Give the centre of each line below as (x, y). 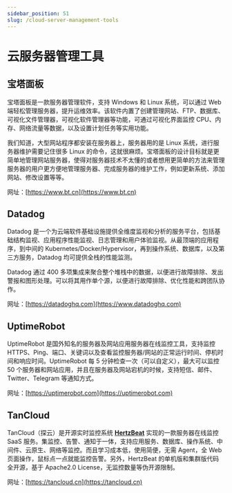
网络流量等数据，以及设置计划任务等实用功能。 (86, 128)
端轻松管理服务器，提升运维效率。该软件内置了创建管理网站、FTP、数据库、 (116, 111)
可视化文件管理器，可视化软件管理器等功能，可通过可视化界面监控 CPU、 (111, 119)
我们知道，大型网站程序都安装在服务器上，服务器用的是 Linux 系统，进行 (110, 142)
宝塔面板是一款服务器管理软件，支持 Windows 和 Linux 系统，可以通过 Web (115, 102)
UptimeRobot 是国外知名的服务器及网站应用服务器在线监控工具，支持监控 (112, 344)
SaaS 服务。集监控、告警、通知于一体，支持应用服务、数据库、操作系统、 (112, 441)
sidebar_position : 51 (38, 13)
